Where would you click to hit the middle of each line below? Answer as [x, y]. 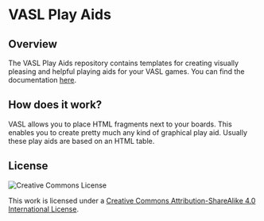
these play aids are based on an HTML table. [82, 141]
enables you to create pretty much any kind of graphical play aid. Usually [128, 132]
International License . [44, 209]
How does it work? [55, 105]
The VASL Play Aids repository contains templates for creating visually [124, 63]
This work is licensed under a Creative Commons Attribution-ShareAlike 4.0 [132, 200]
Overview [33, 44]
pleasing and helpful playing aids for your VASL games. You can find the [126, 72]
